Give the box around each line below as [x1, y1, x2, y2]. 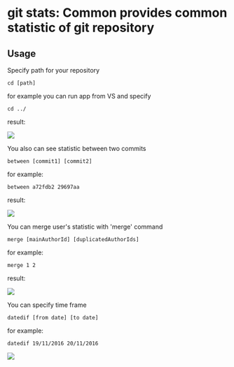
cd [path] [7, 80, 36, 87]
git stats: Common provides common [7, 5, 228, 21]
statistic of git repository [7, 20, 155, 36]
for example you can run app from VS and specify [7, 92, 151, 100]
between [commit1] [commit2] [7, 158, 92, 165]
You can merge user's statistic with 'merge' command [7, 222, 163, 231]
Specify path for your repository [7, 66, 100, 74]
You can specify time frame [7, 301, 87, 309]
